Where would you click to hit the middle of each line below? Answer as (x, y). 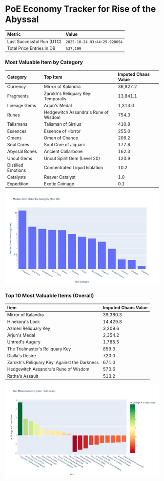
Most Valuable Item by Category (44, 62)
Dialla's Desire (21, 355)
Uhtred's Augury (24, 342)
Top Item (53, 77)
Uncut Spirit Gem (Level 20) (72, 158)
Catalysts (17, 177)
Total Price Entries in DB (31, 48)
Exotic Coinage (59, 184)
